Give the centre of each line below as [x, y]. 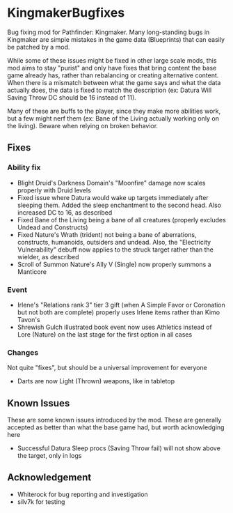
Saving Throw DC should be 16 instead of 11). [72, 97]
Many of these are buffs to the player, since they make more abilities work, [114, 111]
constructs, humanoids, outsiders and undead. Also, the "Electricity [114, 242]
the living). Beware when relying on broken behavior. [83, 125]
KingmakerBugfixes [66, 13]
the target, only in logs [49, 456]
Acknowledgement [49, 478]
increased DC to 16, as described [65, 212]
